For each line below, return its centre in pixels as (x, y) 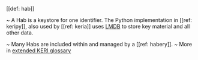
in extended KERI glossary (39, 50)
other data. (20, 33)
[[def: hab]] (20, 9)
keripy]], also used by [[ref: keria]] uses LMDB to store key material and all (98, 26)
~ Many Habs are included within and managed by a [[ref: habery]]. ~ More (99, 44)
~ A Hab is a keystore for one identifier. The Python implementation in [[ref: (99, 20)
